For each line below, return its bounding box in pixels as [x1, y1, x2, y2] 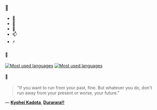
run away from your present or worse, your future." [17, 90, 120, 96]
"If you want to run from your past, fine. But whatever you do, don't [17, 85, 152, 90]
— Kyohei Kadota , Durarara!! [5, 99, 65, 105]
